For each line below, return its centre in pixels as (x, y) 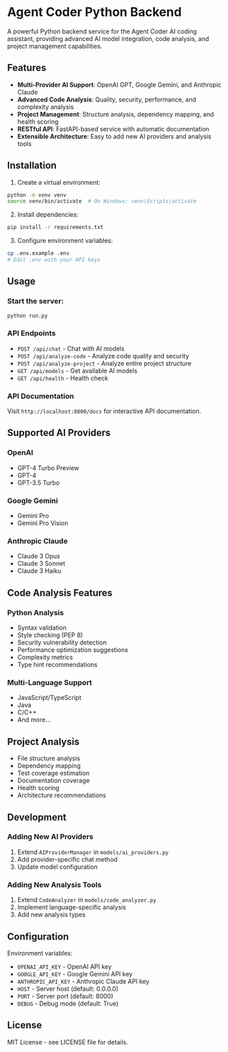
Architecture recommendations (61, 795)
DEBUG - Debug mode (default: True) (68, 1003)
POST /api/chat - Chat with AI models (71, 349)
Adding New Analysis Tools (54, 885)
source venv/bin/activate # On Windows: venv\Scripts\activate (102, 201)
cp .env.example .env (38, 253)
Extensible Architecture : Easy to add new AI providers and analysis (114, 136)
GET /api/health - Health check (63, 378)
